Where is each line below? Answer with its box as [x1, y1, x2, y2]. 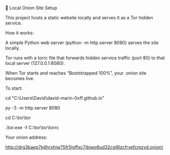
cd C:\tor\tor [5, 114, 31, 121]
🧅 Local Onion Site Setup [5, 5, 57, 11]
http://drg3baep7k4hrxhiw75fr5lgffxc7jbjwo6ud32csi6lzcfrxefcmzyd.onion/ [5, 144, 163, 150]
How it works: [5, 30, 35, 35]
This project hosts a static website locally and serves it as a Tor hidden [5, 15, 153, 20]
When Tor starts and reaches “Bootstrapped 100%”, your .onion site [5, 70, 147, 76]
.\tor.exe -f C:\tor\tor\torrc [5, 125, 59, 130]
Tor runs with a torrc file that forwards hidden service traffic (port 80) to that [5, 55, 165, 61]
